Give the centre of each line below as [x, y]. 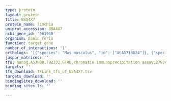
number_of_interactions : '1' [36, 48]
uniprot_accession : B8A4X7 [34, 29]
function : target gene [29, 43]
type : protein [20, 10]
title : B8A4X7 [20, 19]
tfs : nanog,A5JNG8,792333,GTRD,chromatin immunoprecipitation [73, 62]
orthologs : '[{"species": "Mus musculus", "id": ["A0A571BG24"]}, [77, 53]
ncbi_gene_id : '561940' [31, 34]
